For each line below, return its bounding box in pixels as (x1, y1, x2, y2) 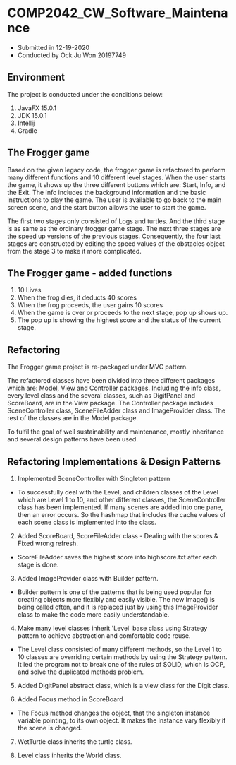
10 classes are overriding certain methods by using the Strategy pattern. (17, 653, 228, 661)
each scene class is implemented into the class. (17, 518, 156, 526)
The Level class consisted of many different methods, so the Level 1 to (17, 645, 222, 653)
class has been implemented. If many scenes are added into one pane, (17, 503, 223, 511)
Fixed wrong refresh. (17, 539, 79, 547)
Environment (7, 71, 66, 83)
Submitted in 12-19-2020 (17, 43, 90, 52)
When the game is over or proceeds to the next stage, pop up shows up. (17, 309, 228, 317)
